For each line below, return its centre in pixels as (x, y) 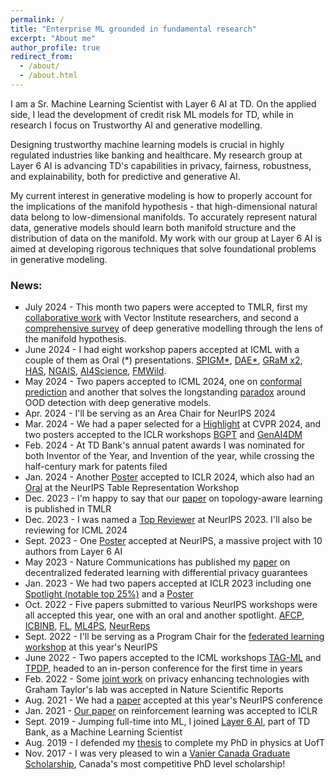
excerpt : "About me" (53, 38)
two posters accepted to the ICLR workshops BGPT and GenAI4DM (163, 435)
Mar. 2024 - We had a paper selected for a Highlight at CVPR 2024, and (173, 424)
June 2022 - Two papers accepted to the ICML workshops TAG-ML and (173, 658)
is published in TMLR (68, 509)
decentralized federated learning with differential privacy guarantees (166, 573)
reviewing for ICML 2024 (76, 530)
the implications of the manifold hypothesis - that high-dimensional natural (164, 206)
